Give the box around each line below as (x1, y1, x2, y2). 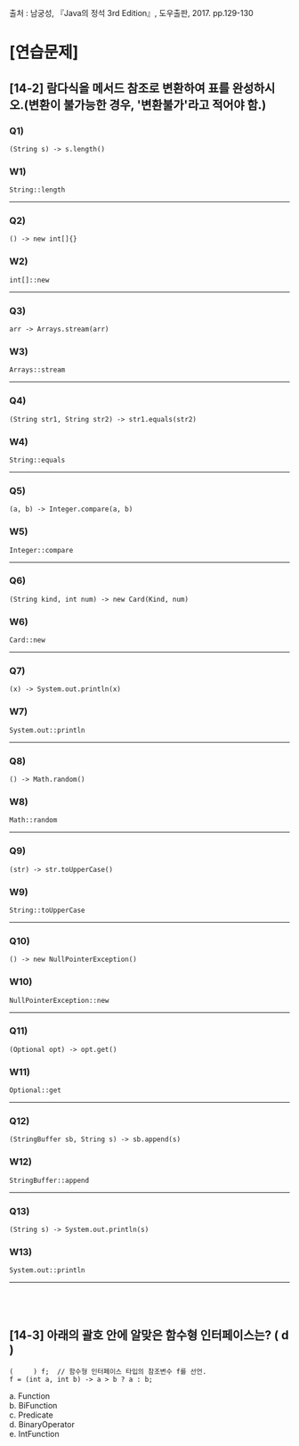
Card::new (9, 636, 46, 645)
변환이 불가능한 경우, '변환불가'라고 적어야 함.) (28, 97, 267, 112)
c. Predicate (9, 1409, 53, 1420)
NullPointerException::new (9, 996, 109, 1005)
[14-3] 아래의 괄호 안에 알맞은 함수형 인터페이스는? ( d (9, 1327, 289, 1343)
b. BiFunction (9, 1401, 58, 1411)
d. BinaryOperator (9, 1419, 76, 1430)
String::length (9, 185, 66, 194)
